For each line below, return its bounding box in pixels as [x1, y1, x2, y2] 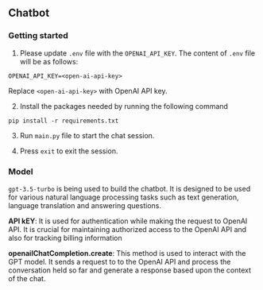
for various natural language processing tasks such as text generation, [8, 192, 240, 202]
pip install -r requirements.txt [8, 117, 119, 125]
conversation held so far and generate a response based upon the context [8, 265, 252, 275]
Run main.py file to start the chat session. [19, 130, 155, 140]
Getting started [8, 30, 69, 41]
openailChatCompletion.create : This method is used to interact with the [8, 248, 246, 257]
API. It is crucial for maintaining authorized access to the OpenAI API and [8, 224, 247, 234]
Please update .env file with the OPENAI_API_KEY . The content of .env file [19, 48, 256, 58]
